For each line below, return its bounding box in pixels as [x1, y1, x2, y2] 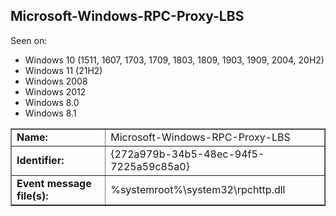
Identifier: [16, 153, 65, 167]
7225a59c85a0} [110, 159, 190, 173]
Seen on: [10, 34, 48, 46]
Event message [16, 176, 92, 190]
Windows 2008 [24, 75, 88, 87]
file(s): [16, 189, 49, 203]
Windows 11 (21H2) [24, 64, 103, 76]
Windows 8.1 [24, 107, 77, 119]
